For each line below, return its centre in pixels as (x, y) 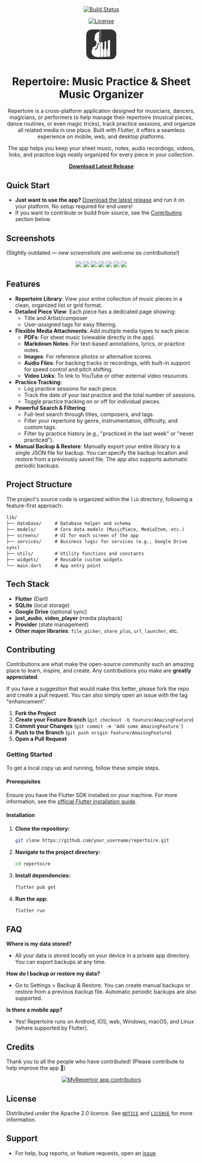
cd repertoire (33, 863)
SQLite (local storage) (43, 605)
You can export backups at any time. (61, 962)
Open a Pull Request (41, 739)
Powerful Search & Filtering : (51, 408)
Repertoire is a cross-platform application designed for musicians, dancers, (101, 111)
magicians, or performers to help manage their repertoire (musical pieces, (101, 117)
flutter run (30, 911)
